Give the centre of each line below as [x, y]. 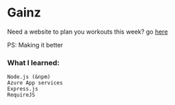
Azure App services [35, 83]
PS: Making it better [35, 45]
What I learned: [33, 62]
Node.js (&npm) [29, 77]
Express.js [23, 89]
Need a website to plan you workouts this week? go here [87, 32]
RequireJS [21, 95]
